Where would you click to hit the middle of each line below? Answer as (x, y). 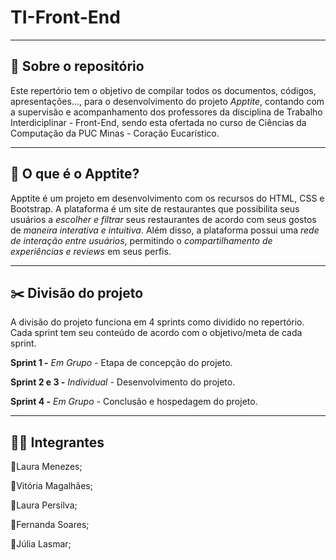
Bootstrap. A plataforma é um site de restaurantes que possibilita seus (155, 208)
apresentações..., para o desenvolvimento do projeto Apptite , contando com (167, 101)
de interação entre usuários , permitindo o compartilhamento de (141, 240)
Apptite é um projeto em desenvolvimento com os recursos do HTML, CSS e (167, 198)
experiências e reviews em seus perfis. (91, 251)
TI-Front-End (65, 17)
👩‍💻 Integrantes (57, 442)
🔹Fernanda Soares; (50, 525)
